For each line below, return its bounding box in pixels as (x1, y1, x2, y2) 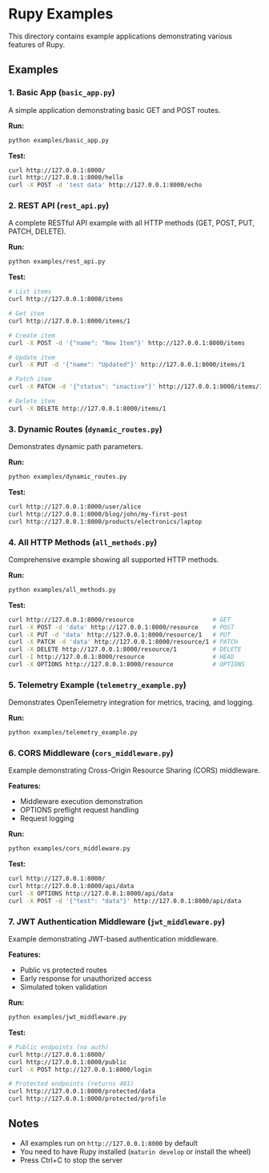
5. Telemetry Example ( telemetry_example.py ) (8, 679, 187, 690)
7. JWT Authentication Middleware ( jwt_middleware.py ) (8, 916, 226, 927)
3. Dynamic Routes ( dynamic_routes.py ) (8, 424, 163, 435)
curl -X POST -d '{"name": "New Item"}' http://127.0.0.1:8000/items (8, 339, 246, 347)
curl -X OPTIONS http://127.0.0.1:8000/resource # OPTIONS (8, 661, 246, 669)
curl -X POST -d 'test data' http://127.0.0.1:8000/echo (8, 181, 203, 189)
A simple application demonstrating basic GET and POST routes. (8, 105, 221, 114)
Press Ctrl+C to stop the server (19, 1155, 123, 1165)
